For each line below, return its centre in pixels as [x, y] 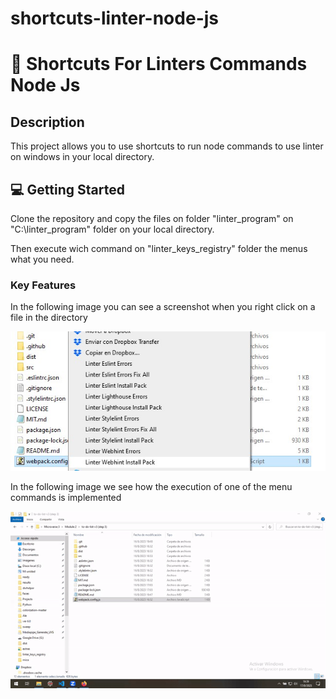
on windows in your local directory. [82, 157]
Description [47, 122]
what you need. [42, 259]
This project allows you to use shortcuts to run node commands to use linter [167, 146]
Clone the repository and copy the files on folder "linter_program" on [152, 218]
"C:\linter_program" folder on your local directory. [112, 229]
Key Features [43, 285]
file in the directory [49, 318]
